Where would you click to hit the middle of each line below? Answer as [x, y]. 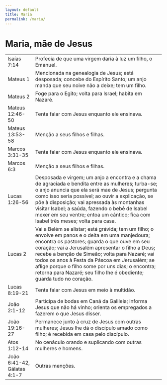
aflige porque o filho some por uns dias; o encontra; [95, 267]
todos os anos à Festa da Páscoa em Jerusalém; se [95, 260]
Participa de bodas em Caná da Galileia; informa [91, 301]
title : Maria [19, 14]
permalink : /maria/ [25, 19]
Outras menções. [55, 366]
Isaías [14, 59]
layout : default [22, 10]
